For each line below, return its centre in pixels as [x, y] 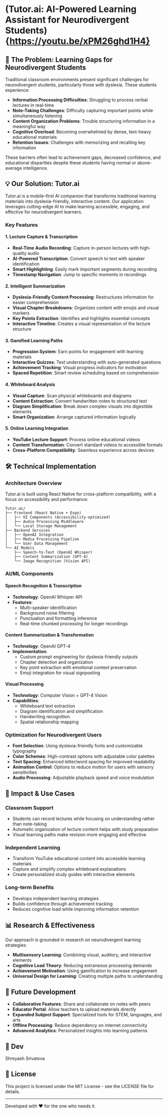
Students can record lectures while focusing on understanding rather [83, 818]
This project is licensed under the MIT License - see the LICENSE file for [79, 1086]
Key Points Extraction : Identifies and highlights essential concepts [81, 319]
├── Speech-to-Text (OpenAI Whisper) [53, 552]
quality [19, 253]
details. [13, 1091]
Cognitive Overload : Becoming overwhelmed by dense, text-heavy [82, 132]
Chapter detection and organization [56, 662]
